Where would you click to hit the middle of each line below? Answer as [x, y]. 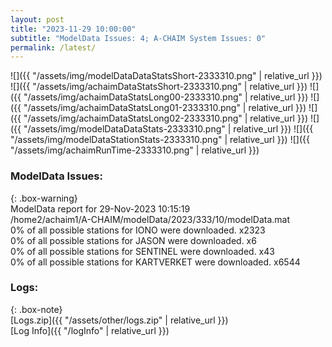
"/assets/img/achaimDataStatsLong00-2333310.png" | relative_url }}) [166, 97]
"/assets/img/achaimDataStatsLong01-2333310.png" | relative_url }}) [165, 108]
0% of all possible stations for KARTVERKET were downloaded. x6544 [155, 262]
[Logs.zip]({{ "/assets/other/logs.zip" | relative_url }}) [119, 320]
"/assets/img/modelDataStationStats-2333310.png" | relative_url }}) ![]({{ [160, 140]
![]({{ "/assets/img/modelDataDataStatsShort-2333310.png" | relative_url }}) [166, 76]
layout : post [37, 19]
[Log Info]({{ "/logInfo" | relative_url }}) [90, 330]
